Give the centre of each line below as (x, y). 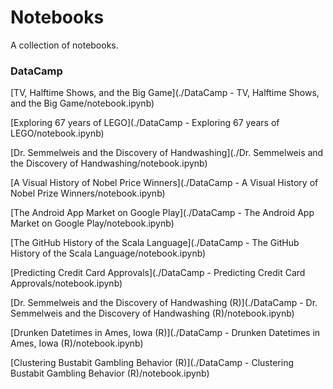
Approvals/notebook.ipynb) (66, 283)
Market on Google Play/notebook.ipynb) (92, 223)
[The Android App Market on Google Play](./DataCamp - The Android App (162, 213)
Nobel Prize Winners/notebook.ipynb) (88, 193)
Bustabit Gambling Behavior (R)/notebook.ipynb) (110, 373)
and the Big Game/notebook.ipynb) (82, 103)
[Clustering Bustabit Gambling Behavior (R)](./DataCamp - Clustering (152, 363)
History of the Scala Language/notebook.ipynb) (108, 253)
